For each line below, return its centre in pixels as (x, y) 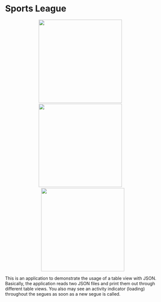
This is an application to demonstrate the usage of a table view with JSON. (81, 278)
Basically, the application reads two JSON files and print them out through (80, 283)
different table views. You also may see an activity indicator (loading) (75, 289)
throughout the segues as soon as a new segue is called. (63, 294)
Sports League (36, 9)
